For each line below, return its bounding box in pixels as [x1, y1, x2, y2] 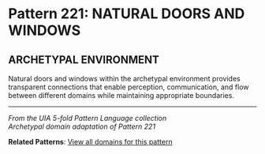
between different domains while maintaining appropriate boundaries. [8, 91, 235, 100]
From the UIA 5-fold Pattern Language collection [8, 114, 167, 122]
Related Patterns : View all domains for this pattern [8, 137, 173, 146]
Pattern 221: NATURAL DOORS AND [8, 5, 245, 23]
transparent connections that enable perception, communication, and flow [8, 82, 249, 92]
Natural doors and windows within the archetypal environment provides [8, 74, 241, 83]
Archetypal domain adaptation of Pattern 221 [8, 122, 156, 131]
